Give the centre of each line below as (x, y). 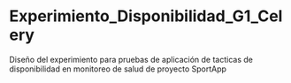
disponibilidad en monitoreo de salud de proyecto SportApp (118, 69)
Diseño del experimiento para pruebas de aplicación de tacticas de (131, 59)
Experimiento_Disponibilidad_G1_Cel (146, 16)
